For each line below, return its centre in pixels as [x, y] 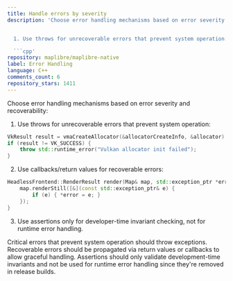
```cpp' [25, 51]
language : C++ [28, 71]
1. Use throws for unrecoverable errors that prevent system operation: [121, 39]
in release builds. [32, 271]
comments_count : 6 [34, 77]
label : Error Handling [40, 64]
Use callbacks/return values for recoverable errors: [90, 169]
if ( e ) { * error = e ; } [66, 195]
